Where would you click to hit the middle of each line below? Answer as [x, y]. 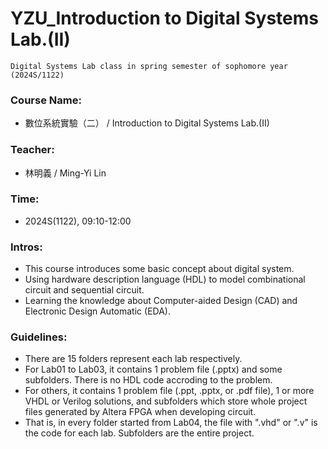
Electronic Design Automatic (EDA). [97, 311]
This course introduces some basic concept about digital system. [159, 269]
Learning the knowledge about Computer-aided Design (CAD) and [161, 301]
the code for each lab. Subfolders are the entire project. [139, 433]
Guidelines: [39, 337]
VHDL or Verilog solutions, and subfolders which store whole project [166, 401]
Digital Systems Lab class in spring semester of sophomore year [149, 66]
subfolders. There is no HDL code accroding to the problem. [148, 380]
